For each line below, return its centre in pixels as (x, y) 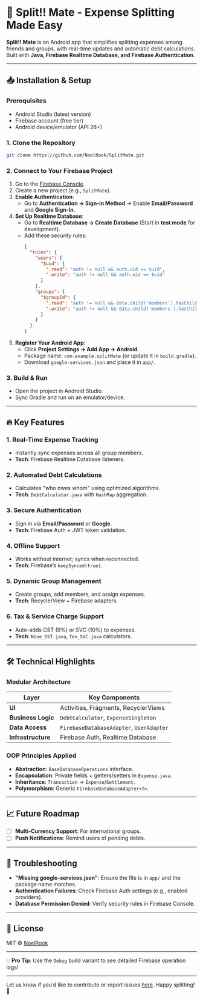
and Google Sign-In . (50, 210)
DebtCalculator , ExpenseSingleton (108, 718)
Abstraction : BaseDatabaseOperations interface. (74, 769)
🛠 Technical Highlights (51, 662)
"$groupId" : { (58, 297)
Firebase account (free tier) (49, 120)
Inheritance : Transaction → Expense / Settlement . (75, 781)
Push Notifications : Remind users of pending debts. (80, 838)
